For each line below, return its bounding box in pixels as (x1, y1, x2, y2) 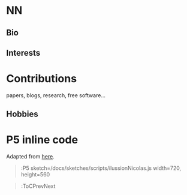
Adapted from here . (6, 153, 55, 160)
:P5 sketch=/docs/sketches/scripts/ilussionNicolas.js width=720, (20, 164, 182, 172)
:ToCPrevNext (20, 182, 56, 190)
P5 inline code (6, 133, 79, 147)
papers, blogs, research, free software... (6, 91, 106, 99)
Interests (6, 47, 41, 58)
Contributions (6, 72, 77, 86)
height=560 (20, 171, 50, 178)
